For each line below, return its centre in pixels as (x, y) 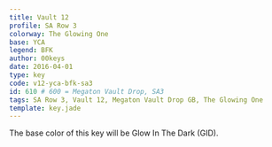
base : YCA (27, 42)
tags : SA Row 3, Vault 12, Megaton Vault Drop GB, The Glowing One (136, 100)
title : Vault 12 (39, 17)
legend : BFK (31, 50)
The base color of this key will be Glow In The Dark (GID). (114, 133)
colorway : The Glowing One (59, 34)
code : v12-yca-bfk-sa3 (51, 83)
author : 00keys (37, 58)
